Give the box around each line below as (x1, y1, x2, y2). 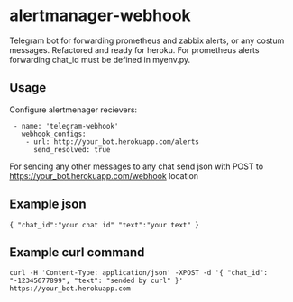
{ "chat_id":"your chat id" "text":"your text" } (9, 220, 200, 229)
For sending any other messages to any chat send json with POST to (9, 161, 264, 172)
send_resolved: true (32, 145, 111, 154)
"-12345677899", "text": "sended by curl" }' (9, 276, 183, 286)
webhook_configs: (21, 129, 87, 138)
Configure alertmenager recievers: (9, 104, 138, 115)
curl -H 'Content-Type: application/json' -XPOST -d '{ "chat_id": (9, 269, 269, 278)
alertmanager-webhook (9, 5, 191, 26)
